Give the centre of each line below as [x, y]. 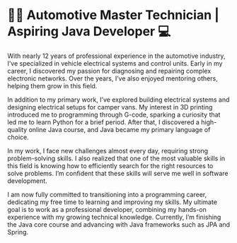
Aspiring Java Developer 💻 [89, 31]
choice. [18, 137]
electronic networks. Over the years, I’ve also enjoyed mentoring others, [112, 78]
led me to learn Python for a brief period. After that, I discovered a [104, 122]
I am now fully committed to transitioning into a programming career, [107, 194]
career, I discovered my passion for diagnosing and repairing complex [109, 71]
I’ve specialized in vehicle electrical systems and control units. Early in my [115, 63]
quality [17, 129]
